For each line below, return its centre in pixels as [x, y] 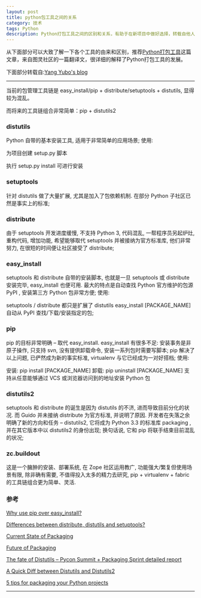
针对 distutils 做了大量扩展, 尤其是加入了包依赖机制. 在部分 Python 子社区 [96, 196]
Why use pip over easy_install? [44, 513]
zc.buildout [23, 453]
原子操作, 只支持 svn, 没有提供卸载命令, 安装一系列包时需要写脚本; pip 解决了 [101, 350]
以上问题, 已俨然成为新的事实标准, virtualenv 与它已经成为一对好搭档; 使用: [98, 357]
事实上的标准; [33, 203]
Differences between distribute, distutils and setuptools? [76, 524]
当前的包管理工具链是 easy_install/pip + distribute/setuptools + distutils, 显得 [100, 91]
